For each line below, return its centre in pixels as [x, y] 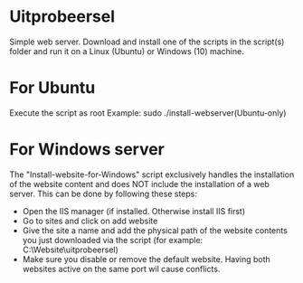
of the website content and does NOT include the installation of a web [139, 184]
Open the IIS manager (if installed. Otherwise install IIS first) [134, 211]
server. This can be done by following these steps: [103, 193]
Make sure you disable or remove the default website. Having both [147, 259]
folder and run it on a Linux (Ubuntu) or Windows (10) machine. [127, 51]
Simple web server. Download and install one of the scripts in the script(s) [147, 42]
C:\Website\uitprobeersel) [71, 250]
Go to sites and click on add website [90, 221]
